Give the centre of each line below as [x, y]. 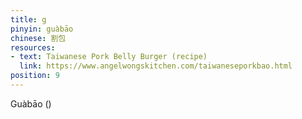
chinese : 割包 [38, 38]
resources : [33, 47]
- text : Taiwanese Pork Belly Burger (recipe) [109, 57]
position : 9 [35, 76]
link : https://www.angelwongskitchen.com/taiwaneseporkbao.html [156, 66]
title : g [28, 19]
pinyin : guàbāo [42, 29]
